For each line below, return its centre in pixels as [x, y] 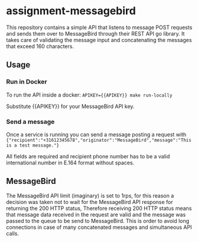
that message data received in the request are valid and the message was [96, 214]
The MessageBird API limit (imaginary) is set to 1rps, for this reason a [90, 195]
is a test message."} [33, 145]
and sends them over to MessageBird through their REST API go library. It [95, 33]
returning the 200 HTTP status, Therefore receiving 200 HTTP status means [99, 208]
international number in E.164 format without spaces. [70, 163]
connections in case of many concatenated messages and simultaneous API [99, 227]
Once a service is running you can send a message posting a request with [96, 134]
